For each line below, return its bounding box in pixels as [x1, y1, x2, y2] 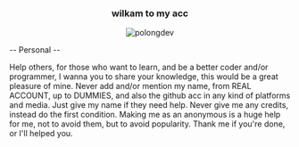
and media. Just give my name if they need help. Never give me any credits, [9, 100, 288, 110]
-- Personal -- [9, 45, 61, 55]
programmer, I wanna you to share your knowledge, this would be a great [9, 71, 278, 82]
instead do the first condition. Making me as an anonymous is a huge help [9, 110, 281, 120]
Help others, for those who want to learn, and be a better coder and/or [9, 61, 269, 73]
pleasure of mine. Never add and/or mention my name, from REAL [9, 81, 252, 92]
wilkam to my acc [111, 7, 189, 20]
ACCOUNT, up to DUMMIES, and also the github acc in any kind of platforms [9, 90, 291, 101]
